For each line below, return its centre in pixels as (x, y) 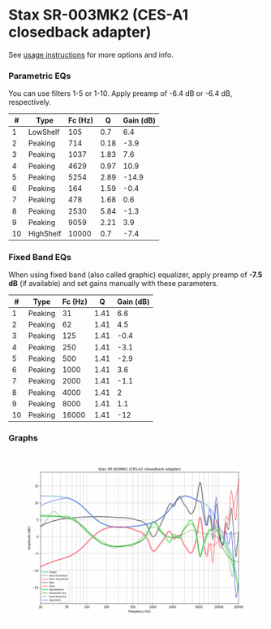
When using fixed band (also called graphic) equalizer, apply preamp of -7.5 (135, 275)
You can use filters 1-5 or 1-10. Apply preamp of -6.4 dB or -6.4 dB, (120, 93)
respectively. (30, 102)
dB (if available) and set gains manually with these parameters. (114, 284)
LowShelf (44, 132)
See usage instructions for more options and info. (91, 54)
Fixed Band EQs (40, 257)
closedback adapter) (80, 32)
